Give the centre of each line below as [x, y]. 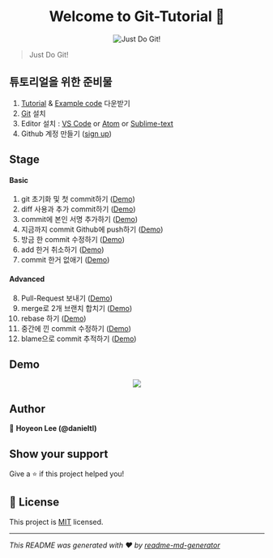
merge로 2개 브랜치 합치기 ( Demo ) [77, 308]
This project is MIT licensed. [56, 522]
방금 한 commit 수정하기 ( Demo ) [73, 240]
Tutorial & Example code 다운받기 [75, 103]
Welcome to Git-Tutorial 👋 [137, 17]
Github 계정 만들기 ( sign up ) [66, 134]
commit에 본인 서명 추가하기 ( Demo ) [79, 219]
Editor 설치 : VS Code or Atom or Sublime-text [97, 123]
